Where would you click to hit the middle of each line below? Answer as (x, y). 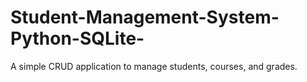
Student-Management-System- (145, 17)
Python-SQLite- (77, 38)
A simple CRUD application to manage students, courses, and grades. (154, 66)
